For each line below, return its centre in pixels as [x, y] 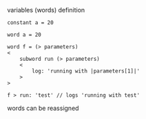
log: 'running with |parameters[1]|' [86, 71]
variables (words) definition [46, 10]
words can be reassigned [43, 108]
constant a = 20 [30, 23]
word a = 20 [24, 35]
